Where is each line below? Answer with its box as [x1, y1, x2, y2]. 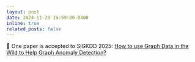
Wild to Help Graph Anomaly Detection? [6, 49, 107, 57]
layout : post [6, 9, 40, 15]
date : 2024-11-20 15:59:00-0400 [6, 15, 89, 21]
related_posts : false [6, 26, 62, 32]
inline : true [6, 20, 40, 26]
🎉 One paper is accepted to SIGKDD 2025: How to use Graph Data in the [6, 43, 189, 50]
